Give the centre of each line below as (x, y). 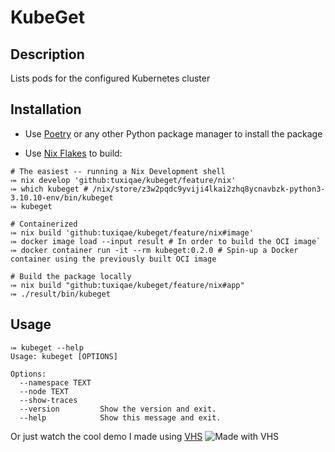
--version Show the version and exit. (118, 409)
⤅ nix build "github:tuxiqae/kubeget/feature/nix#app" (127, 285)
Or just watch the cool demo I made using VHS (106, 436)
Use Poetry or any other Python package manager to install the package (173, 133)
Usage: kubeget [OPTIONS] (64, 356)
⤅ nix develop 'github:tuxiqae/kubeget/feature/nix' (123, 180)
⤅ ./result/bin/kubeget (60, 294)
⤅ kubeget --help (47, 347)
